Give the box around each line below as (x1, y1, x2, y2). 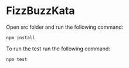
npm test (6, 56, 28, 62)
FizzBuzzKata (6, 4, 75, 18)
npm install (6, 35, 35, 40)
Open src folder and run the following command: (6, 23, 124, 30)
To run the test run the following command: (6, 45, 110, 52)
